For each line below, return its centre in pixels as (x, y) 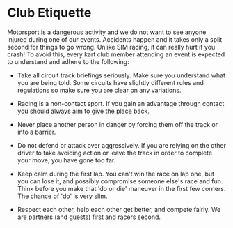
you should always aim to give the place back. (83, 111)
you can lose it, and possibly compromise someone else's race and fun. (120, 181)
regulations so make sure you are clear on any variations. (99, 90)
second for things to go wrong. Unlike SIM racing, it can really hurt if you (111, 47)
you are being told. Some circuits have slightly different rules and (110, 82)
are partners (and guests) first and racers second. (89, 217)
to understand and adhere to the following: (69, 61)
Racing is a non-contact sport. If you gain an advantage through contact (121, 103)
